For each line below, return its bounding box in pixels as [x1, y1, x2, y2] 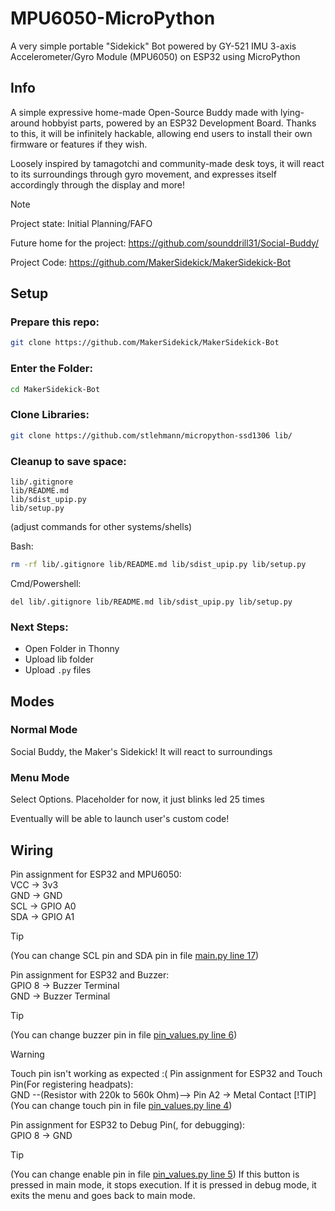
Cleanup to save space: [10, 454, 127, 468]
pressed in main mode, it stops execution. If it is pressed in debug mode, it [10, 1178, 317, 1191]
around [10, 117, 40, 129]
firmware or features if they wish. [10, 138, 148, 150]
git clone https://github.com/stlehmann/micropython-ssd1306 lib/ [10, 430, 293, 441]
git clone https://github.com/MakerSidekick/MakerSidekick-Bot [10, 338, 280, 348]
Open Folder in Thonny [24, 643, 120, 655]
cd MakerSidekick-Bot [10, 384, 101, 394]
